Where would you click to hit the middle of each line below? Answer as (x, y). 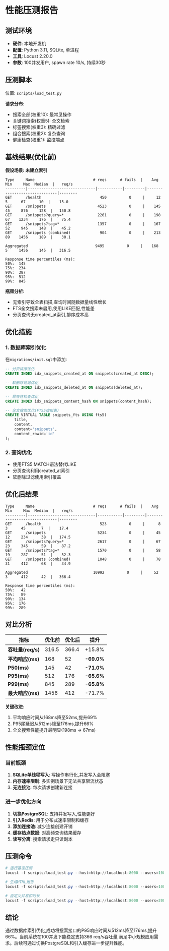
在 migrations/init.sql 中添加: (36, 360)
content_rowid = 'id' (35, 434)
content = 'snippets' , (36, 429)
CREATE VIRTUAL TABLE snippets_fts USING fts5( (56, 415)
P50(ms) (18, 668)
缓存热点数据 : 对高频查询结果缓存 (47, 833)
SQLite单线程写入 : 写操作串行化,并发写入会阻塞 (61, 775)
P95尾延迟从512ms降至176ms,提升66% (53, 724)
